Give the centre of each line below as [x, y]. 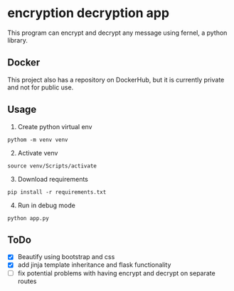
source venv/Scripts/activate [52, 166]
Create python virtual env [55, 126]
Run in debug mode [47, 205]
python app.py [28, 218]
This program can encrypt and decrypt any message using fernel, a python [117, 33]
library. [18, 40]
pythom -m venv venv [38, 140]
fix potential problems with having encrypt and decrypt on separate [116, 273]
